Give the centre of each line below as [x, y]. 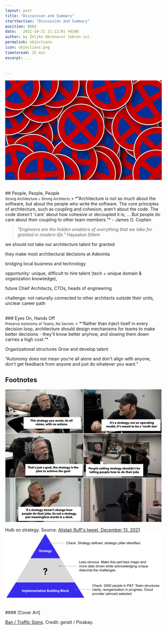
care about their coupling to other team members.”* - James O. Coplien [78, 220]
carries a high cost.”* [27, 340]
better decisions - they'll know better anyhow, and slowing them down [77, 334]
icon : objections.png [28, 47]
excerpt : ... [19, 58]
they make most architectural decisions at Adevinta [58, 254]
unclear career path [25, 303]
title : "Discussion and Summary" [40, 16]
